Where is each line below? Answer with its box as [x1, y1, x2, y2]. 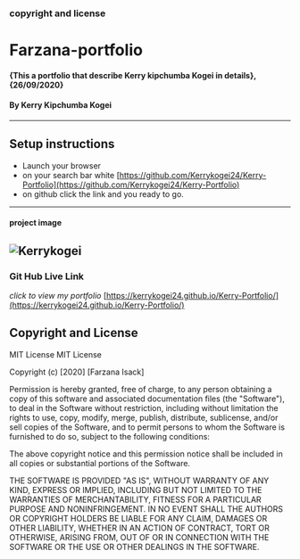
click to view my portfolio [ [9, 291, 107, 300]
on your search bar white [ [21, 169, 121, 180]
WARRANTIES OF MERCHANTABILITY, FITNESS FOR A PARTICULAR [9, 494, 262, 505]
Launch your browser [21, 160, 101, 171]
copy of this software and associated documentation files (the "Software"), [9, 393, 286, 404]
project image [9, 218, 62, 228]
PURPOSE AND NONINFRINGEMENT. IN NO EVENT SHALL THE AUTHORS [9, 503, 284, 514]
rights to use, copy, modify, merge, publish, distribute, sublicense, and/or [9, 412, 279, 423]
